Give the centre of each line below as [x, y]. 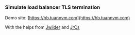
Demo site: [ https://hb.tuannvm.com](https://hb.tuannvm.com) [67, 18]
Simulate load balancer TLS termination [53, 7]
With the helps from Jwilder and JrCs [42, 27]
